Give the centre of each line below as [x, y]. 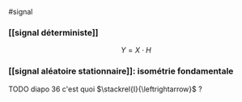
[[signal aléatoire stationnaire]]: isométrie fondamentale [121, 71]
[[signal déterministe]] [53, 32]
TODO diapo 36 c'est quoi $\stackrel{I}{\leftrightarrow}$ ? [105, 89]
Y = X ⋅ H [136, 50]
